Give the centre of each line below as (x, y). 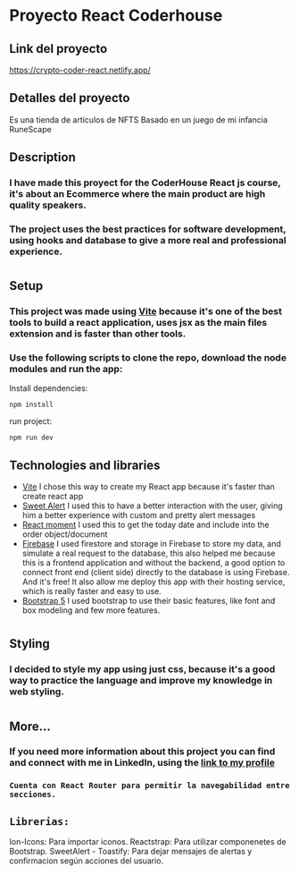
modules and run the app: (66, 370)
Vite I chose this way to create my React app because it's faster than (148, 487)
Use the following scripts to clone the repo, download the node (148, 358)
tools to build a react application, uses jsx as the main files (138, 323)
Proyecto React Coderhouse (116, 16)
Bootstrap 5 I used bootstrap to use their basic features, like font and (149, 601)
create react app (53, 497)
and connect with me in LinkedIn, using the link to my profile (142, 763)
